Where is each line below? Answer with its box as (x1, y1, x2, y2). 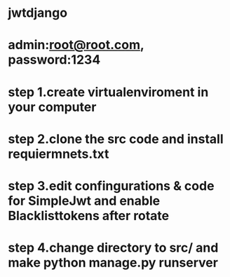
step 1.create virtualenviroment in (8, 84, 209, 100)
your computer (8, 99, 97, 115)
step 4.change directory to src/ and (8, 240, 219, 256)
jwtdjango (8, 5, 68, 21)
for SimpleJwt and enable (8, 193, 161, 208)
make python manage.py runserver (8, 255, 218, 271)
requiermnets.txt (8, 146, 109, 162)
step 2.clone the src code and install (8, 131, 224, 147)
